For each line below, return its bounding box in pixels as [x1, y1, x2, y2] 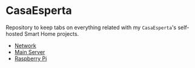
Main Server [14, 48, 45, 55]
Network [14, 42, 37, 49]
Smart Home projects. [24, 30, 79, 37]
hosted [5, 30, 24, 37]
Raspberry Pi [14, 55, 47, 62]
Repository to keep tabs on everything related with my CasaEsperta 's [5, 24, 177, 31]
